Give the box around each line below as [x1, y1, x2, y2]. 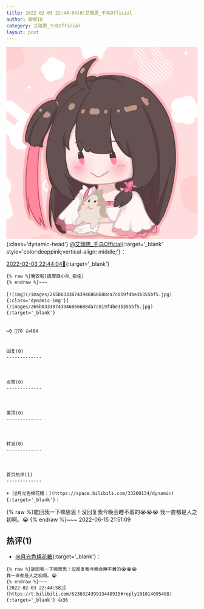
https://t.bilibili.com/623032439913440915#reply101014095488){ [6, 591, 172, 597]
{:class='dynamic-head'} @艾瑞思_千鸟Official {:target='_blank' [6, 241, 163, 248]
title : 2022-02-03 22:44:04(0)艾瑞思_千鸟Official [6, 10, 132, 16]
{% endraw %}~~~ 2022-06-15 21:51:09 [30, 516, 131, 524]
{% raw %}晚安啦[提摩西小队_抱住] [6, 273, 84, 280]
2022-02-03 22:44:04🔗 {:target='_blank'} [6, 260, 110, 268]
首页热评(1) [6, 472, 33, 478]
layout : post [6, 29, 39, 35]
